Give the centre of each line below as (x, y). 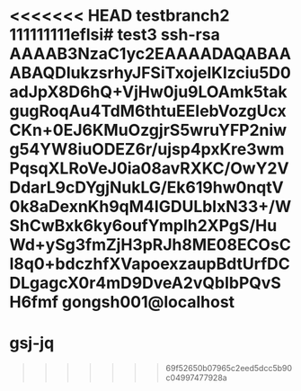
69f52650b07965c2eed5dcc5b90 (229, 369)
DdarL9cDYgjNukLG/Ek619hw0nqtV (147, 187)
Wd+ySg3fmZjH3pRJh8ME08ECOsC (150, 245)
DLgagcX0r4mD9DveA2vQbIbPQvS (145, 283)
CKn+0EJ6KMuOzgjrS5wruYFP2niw (148, 130)
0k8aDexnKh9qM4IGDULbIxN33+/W (150, 207)
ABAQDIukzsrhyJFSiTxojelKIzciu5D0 (150, 73)
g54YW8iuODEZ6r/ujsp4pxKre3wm (147, 150)
